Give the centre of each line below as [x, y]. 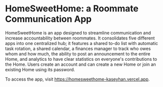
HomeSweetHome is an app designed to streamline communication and [78, 33]
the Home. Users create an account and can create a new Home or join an [81, 64]
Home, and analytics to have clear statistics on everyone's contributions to [81, 59]
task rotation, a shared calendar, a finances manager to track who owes [78, 48]
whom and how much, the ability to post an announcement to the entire [78, 54]
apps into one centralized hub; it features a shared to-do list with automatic [81, 43]
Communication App [48, 19]
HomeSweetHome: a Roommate [72, 9]
